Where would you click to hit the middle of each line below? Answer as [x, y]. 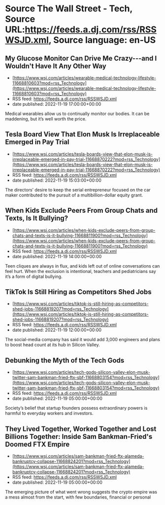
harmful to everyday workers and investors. [49, 413]
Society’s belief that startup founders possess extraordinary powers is [76, 408]
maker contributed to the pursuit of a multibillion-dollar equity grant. [74, 195]
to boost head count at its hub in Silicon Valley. [52, 345]
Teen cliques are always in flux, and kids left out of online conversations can [82, 266]
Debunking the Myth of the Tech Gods [65, 360]
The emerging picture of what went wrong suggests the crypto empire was [81, 492]
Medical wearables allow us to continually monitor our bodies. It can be [77, 114]
